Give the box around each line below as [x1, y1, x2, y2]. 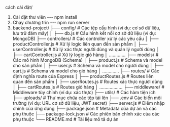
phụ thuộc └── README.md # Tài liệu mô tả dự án [12, 116, 119, 122]
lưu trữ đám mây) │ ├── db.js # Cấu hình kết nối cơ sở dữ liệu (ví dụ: [12, 30, 156, 36]
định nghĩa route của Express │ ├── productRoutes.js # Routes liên [12, 73, 154, 79]
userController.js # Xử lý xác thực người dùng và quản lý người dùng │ [12, 47, 159, 52]
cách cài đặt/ [5, 5, 33, 10]
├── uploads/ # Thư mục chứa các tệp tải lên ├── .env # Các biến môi [12, 95, 162, 101]
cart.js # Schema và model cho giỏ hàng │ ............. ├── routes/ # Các [12, 68, 160, 74]
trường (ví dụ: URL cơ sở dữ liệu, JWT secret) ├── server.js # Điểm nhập [12, 100, 165, 106]
